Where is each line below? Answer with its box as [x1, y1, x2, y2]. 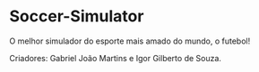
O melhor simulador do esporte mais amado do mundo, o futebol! [9, 36, 251, 46]
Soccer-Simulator [9, 6, 144, 27]
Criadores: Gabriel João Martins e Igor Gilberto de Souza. [9, 52, 222, 63]
